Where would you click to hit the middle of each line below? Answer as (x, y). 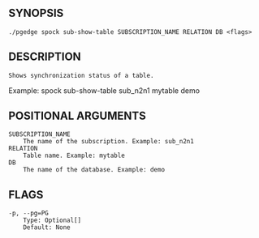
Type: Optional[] (52, 221)
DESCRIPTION (45, 57)
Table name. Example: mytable (74, 156)
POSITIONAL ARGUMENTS (77, 116)
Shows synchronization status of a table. (81, 75)
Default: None (47, 227)
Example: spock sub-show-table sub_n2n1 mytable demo (104, 90)
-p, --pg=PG (28, 214)
